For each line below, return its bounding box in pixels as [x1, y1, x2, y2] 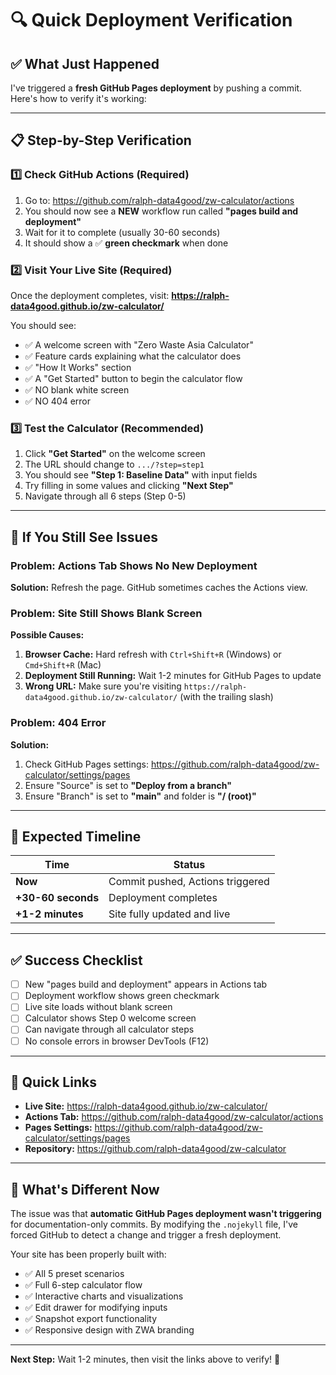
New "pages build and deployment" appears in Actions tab [24, 978, 268, 991]
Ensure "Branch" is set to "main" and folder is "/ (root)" [24, 790, 257, 802]
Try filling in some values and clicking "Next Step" [24, 480, 234, 492]
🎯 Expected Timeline [10, 828, 142, 845]
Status [173, 858, 206, 872]
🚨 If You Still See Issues [10, 528, 158, 546]
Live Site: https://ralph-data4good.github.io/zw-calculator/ [24, 1100, 268, 1112]
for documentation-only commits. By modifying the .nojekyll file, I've [10, 1218, 298, 1231]
